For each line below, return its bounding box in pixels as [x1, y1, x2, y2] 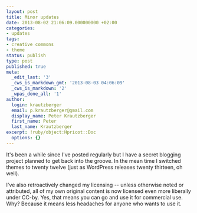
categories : [6, 25, 35, 31]
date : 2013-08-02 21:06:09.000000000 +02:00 [6, 19, 117, 25]
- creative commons [6, 42, 54, 48]
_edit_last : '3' [11, 74, 51, 80]
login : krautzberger [11, 101, 62, 108]
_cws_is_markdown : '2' [11, 86, 67, 91]
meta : [6, 69, 19, 75]
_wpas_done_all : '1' [11, 91, 62, 97]
